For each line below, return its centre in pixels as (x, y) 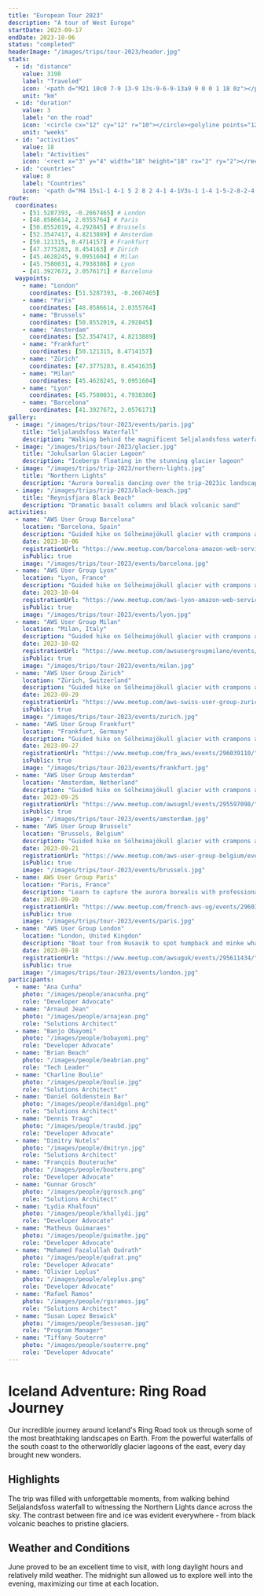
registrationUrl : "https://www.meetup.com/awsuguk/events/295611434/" (140, 958)
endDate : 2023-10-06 (42, 37)
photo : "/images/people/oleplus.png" (84, 1279)
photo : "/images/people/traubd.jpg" (82, 1126)
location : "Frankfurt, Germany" (75, 732)
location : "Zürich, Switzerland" (77, 681)
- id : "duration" (44, 103)
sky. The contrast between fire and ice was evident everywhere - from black (132, 1515)
